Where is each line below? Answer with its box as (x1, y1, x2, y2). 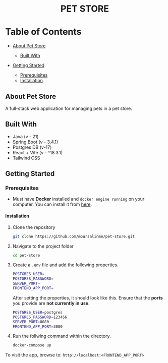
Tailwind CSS (12, 155, 40, 161)
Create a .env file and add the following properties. (12, 262, 119, 268)
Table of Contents (5, 26, 82, 38)
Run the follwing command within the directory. (12, 333, 111, 339)
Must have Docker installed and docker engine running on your (12, 196, 145, 202)
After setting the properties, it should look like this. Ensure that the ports (12, 294, 163, 300)
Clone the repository (12, 224, 55, 230)
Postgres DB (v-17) (12, 144, 52, 150)
